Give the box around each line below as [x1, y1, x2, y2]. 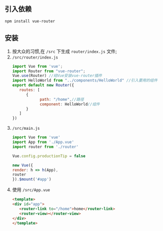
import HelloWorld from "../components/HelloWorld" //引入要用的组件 [12, 78, 158, 83]
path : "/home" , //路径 [39, 97, 85, 102]
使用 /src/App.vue [12, 187, 50, 193]
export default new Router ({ [12, 83, 74, 88]
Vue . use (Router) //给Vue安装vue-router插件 [12, 73, 102, 78]
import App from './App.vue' [12, 139, 74, 145]
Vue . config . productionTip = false [12, 153, 86, 159]
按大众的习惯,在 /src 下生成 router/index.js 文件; [12, 48, 117, 54]
